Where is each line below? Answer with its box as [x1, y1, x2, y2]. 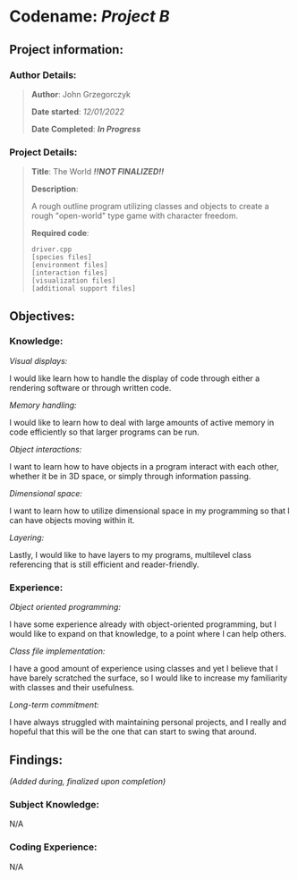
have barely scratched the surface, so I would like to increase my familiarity [9, 673, 288, 683]
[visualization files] [30, 276, 116, 285]
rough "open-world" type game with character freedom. [30, 210, 239, 221]
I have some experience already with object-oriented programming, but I [9, 619, 277, 630]
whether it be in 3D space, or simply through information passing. [9, 470, 251, 481]
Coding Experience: [9, 841, 98, 853]
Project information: [9, 42, 123, 57]
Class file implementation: [9, 646, 106, 656]
